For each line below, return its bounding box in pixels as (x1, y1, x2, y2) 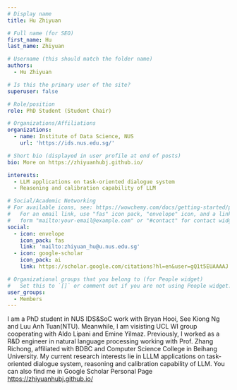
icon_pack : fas (20, 237, 65, 244)
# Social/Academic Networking (7, 197, 97, 205)
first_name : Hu (7, 36, 52, 43)
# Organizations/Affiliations (7, 120, 97, 127)
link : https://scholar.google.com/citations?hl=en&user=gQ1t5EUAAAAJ (20, 263, 229, 270)
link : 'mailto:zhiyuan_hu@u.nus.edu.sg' (20, 243, 140, 250)
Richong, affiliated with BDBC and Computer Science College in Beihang (7, 345, 217, 353)
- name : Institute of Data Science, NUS (13, 133, 134, 140)
